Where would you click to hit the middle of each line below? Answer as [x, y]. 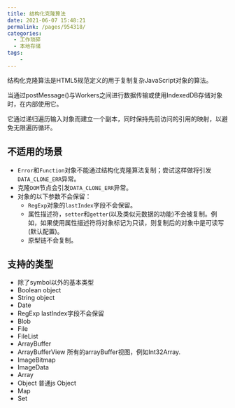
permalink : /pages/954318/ [47, 27]
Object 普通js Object [47, 383]
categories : [24, 33]
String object [36, 298]
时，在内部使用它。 [35, 104]
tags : [15, 53]
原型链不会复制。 [52, 240]
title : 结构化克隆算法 [37, 14]
